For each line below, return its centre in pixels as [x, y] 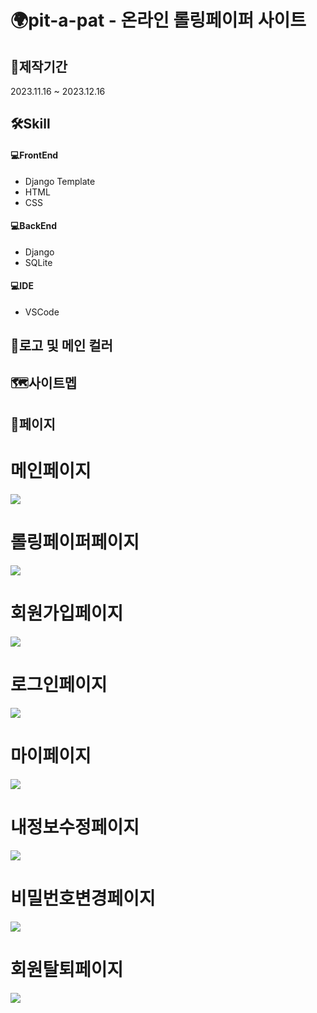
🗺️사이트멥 [44, 382]
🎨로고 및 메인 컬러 [61, 346]
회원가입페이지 [67, 613]
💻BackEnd [34, 226]
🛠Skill [30, 124]
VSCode [42, 312]
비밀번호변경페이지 [83, 898]
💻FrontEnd [34, 155]
